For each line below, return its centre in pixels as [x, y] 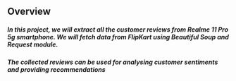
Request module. [33, 44]
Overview [29, 12]
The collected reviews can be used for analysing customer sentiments [113, 62]
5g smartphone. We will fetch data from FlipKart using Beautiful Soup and [118, 37]
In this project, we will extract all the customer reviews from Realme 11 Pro [118, 29]
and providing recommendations [56, 70]
